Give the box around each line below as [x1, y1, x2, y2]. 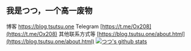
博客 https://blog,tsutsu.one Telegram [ [6, 23, 103, 30]
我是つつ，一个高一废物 [6, 5, 93, 16]
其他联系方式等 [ [59, 30, 99, 37]
